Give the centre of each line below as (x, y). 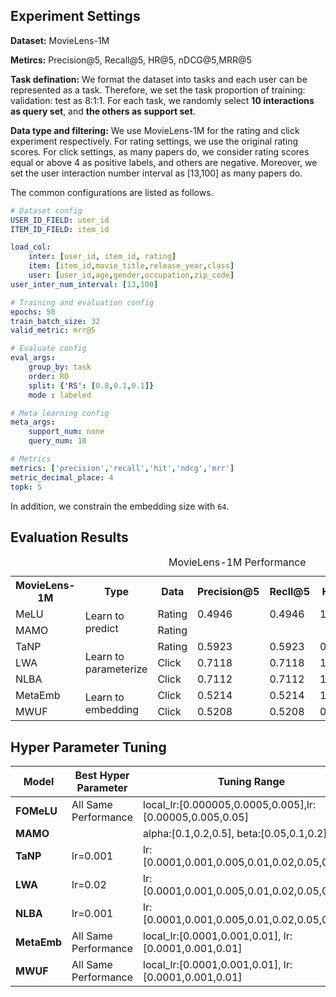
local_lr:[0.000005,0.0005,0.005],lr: (230, 805)
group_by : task (60, 367)
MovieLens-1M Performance (237, 562)
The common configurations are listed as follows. (112, 192)
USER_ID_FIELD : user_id (60, 220)
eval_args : (33, 358)
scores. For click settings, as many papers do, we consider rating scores (160, 151)
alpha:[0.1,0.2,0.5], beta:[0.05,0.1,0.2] (235, 834)
